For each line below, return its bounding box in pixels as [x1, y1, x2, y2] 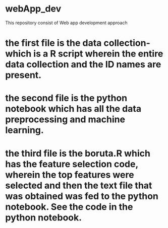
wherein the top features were [5, 169, 135, 180]
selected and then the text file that [5, 180, 152, 191]
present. [5, 69, 42, 81]
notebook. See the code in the [5, 201, 133, 212]
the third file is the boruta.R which [5, 147, 150, 159]
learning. [5, 124, 44, 136]
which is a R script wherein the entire [5, 48, 163, 59]
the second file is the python [5, 93, 128, 104]
